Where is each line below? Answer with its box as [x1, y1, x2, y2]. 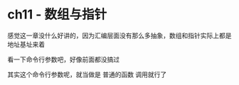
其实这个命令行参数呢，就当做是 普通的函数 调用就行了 [7, 70, 167, 79]
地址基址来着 [7, 40, 45, 48]
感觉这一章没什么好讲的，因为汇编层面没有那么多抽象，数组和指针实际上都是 [7, 31, 232, 40]
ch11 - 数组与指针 [7, 6, 107, 23]
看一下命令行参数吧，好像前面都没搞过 [7, 55, 119, 64]
